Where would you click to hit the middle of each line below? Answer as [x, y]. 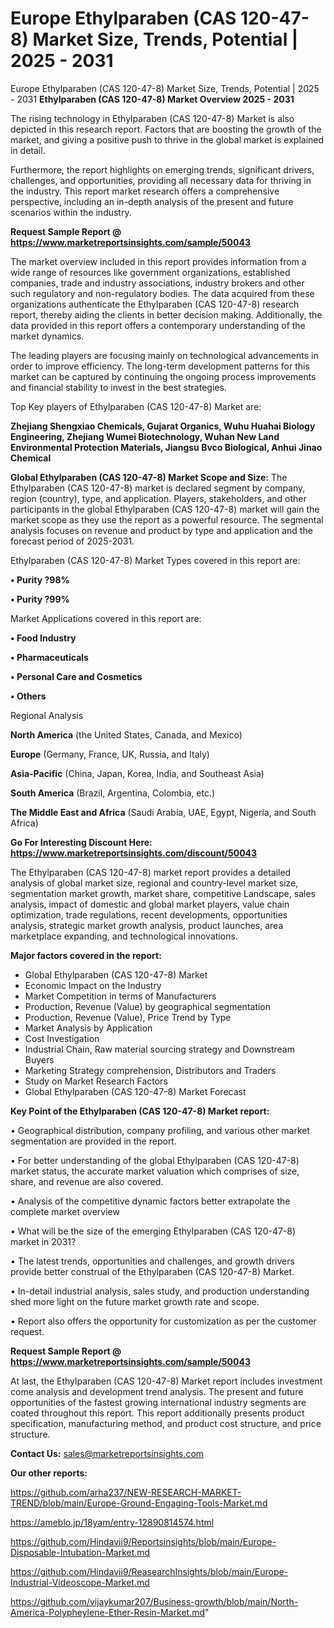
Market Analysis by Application [88, 1028]
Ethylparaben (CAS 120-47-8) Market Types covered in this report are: [155, 560]
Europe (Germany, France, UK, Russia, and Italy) [110, 754]
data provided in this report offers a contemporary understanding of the [158, 325]
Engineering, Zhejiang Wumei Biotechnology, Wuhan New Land [145, 436]
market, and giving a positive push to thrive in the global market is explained [167, 139]
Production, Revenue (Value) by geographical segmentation [148, 1006]
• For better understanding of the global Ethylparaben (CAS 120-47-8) [155, 1160]
